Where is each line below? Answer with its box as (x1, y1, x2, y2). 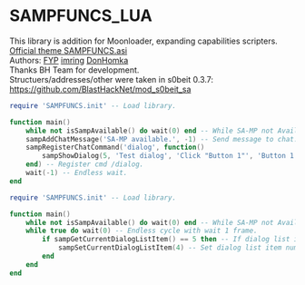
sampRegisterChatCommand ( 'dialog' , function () (25, 142, 205, 152)
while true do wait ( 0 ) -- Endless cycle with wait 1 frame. (25, 226, 258, 236)
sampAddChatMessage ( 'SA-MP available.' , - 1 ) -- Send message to (25, 134, 274, 143)
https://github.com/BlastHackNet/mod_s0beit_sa (9, 84, 192, 94)
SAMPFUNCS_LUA (9, 5, 152, 26)
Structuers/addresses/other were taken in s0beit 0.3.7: (9, 74, 214, 84)
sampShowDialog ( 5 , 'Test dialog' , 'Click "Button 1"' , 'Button (42, 152, 286, 161)
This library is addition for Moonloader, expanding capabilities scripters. (9, 35, 279, 46)
